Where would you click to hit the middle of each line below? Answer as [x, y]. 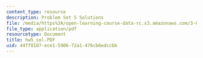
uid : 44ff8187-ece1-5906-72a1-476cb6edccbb [62, 46]
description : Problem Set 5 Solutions [55, 18]
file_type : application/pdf [42, 29]
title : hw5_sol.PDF [31, 40]
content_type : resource [36, 12]
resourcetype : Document [36, 34]
